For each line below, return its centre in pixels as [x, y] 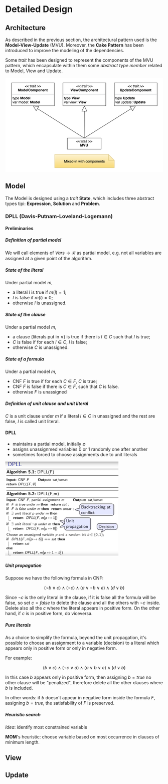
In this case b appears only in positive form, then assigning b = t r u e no [78, 677]
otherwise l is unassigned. [39, 303]
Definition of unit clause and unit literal [47, 403]
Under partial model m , [29, 282]
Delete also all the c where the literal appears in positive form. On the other [82, 608]
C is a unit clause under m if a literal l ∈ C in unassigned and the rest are [80, 416]
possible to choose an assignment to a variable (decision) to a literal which [82, 643]
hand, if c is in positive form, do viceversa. [49, 614]
